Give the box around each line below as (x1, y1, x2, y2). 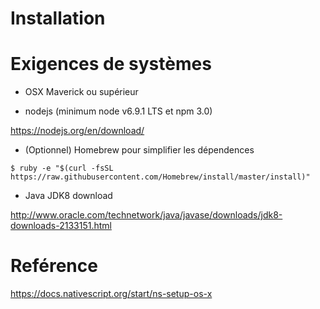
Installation (10, 7, 106, 30)
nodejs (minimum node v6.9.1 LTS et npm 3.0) (24, 105, 213, 117)
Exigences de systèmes (10, 53, 212, 76)
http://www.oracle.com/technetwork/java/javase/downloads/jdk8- (10, 209, 283, 221)
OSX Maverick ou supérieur (24, 86, 139, 98)
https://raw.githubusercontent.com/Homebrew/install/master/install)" (10, 172, 311, 182)
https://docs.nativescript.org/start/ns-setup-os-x (10, 288, 213, 300)
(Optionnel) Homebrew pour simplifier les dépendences (24, 144, 255, 156)
